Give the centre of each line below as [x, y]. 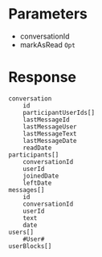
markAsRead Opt [48, 44]
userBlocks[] [30, 246]
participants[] [34, 155]
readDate [37, 148]
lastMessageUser [50, 126]
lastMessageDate [50, 141]
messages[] [27, 190]
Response [43, 78]
